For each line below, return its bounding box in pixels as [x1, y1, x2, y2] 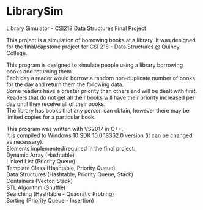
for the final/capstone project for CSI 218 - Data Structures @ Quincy [6, 43, 180, 50]
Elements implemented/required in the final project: [6, 144, 136, 152]
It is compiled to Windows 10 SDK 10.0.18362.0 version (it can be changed [6, 132, 193, 139]
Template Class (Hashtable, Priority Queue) [6, 164, 116, 171]
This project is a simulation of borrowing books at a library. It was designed [6, 36, 196, 43]
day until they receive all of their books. [6, 100, 106, 108]
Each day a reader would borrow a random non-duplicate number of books [6, 74, 196, 81]
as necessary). [6, 138, 44, 145]
